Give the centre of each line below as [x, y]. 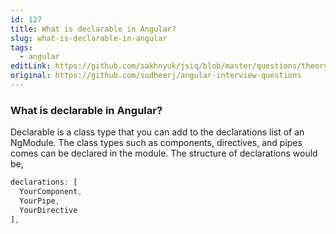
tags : [21, 47]
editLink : [31, 66]
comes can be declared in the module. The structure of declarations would [164, 153]
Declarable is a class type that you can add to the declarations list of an [157, 132]
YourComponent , [51, 192]
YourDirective [48, 210]
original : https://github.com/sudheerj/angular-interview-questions [156, 76]
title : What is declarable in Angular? [93, 29]
